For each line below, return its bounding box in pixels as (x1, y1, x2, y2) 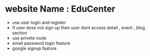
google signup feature (12, 45, 57, 51)
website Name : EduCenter (5, 3, 115, 15)
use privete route (12, 35, 47, 41)
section (12, 30, 27, 36)
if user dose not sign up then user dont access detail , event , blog (12, 24, 145, 30)
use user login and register (12, 19, 66, 25)
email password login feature (12, 40, 71, 46)
